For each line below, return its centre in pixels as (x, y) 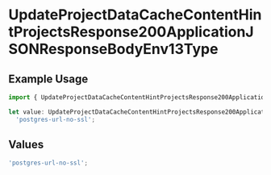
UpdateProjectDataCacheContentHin (135, 15)
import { (23, 98)
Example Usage (48, 79)
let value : (27, 112)
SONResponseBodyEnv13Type (113, 49)
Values (26, 145)
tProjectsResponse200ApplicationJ (131, 32)
